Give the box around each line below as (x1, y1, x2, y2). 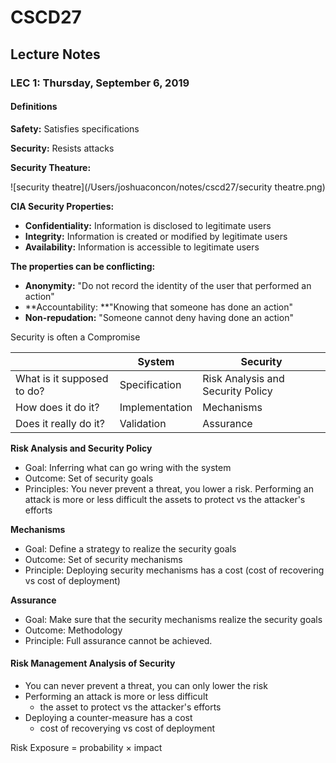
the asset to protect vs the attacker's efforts (39, 701, 222, 713)
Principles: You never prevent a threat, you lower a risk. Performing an (24, 482, 315, 495)
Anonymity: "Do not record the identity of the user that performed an (24, 279, 312, 291)
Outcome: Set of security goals (24, 472, 154, 484)
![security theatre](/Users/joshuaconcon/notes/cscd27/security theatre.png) (10, 181, 326, 193)
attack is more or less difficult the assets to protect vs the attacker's (24, 493, 306, 505)
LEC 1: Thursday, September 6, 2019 (10, 76, 190, 90)
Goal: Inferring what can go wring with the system (24, 461, 232, 473)
